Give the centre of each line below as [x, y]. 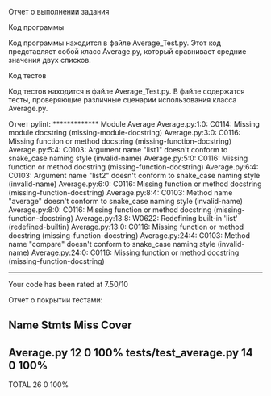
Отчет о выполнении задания [59, 12]
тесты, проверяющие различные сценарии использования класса [123, 100]
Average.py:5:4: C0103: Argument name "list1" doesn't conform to [118, 150]
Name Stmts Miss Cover [70, 325]
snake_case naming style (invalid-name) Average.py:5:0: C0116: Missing [128, 158]
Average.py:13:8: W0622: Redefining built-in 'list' [156, 218]
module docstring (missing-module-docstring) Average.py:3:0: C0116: [125, 133]
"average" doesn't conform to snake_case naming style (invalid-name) [126, 201]
